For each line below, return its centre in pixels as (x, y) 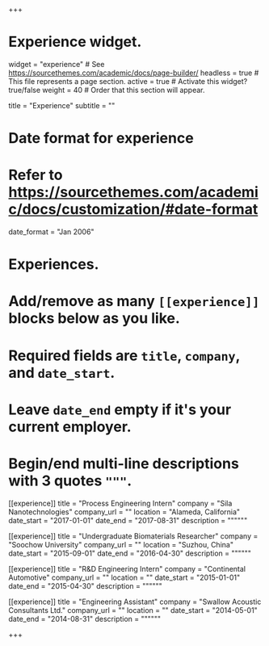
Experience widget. (75, 42)
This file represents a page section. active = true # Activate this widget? (128, 81)
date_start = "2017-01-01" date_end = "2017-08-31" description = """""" (128, 520)
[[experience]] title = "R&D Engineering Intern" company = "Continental (127, 568)
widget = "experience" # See (57, 64)
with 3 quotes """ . (70, 480)
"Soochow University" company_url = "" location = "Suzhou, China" (121, 544)
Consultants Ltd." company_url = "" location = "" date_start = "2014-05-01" (133, 610)
